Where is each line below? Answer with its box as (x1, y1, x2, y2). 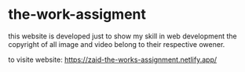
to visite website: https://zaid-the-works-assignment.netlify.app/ (8, 55, 218, 64)
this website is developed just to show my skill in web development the (8, 31, 237, 41)
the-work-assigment (8, 5, 147, 23)
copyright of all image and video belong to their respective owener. (8, 39, 225, 49)
